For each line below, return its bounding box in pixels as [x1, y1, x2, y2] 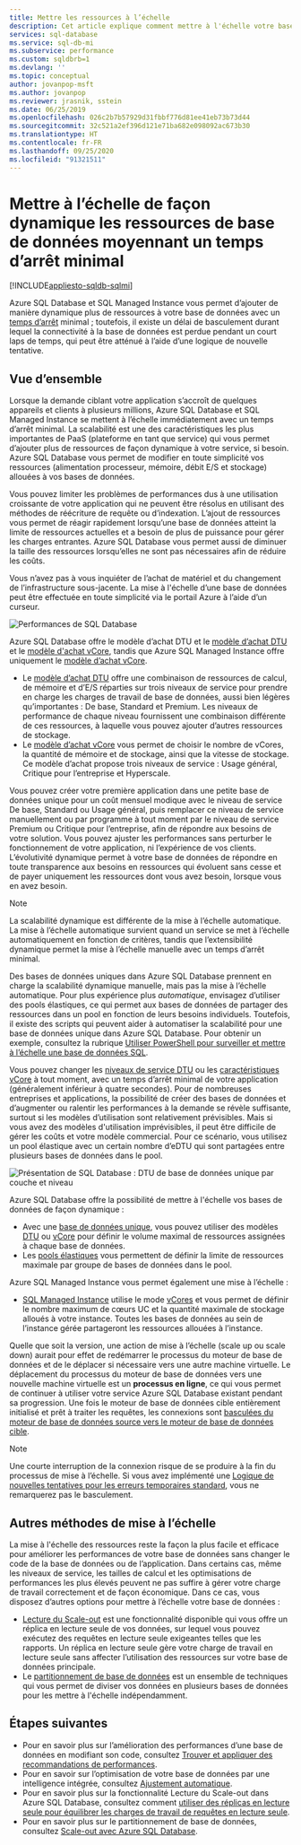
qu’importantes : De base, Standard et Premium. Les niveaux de [21, 701, 258, 712]
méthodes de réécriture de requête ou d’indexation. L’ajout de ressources [9, 508, 280, 518]
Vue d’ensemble [9, 371, 103, 387]
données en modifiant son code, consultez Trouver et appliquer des [21, 1749, 273, 1760]
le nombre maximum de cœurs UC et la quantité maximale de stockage [21, 1304, 285, 1315]
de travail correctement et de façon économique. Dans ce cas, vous [9, 1587, 260, 1597]
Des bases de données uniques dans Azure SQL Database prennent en [9, 970, 271, 982]
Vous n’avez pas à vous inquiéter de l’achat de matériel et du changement [9, 573, 281, 584]
